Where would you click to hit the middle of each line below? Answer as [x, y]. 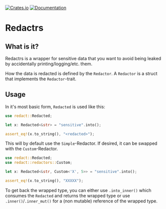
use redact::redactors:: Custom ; [39, 163]
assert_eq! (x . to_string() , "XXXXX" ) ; [44, 181]
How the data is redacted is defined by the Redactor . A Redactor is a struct [81, 73]
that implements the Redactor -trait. [41, 79]
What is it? [22, 46]
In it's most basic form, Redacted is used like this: [55, 107]
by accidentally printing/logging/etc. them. [49, 64]
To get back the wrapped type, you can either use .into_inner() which [78, 190]
